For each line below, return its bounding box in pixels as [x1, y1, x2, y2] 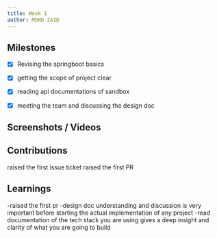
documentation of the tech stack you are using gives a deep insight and [7, 215, 209, 224]
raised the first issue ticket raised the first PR [7, 163, 134, 171]
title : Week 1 [7, 10, 48, 17]
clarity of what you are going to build [7, 223, 111, 231]
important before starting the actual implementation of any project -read [7, 209, 211, 217]
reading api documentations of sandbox [16, 87, 130, 96]
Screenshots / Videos [7, 121, 101, 133]
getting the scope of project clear [16, 73, 112, 82]
